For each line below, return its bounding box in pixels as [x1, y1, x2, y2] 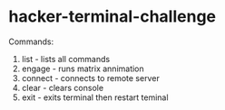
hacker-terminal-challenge [8, 6, 217, 27]
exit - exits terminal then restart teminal [21, 92, 169, 103]
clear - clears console [21, 82, 104, 93]
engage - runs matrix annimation [21, 63, 144, 74]
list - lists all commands [21, 53, 111, 64]
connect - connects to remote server [21, 72, 160, 83]
